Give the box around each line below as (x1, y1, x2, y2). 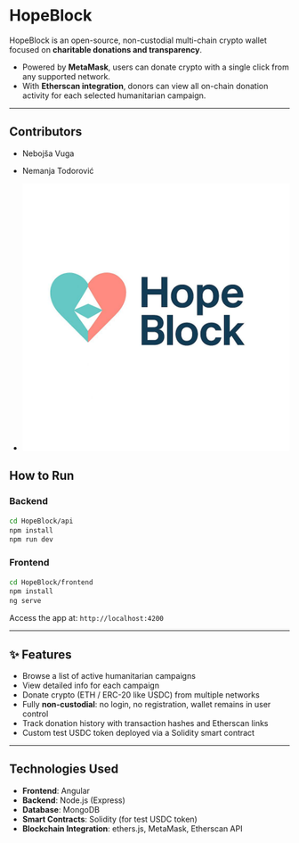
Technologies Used (9, 762, 118, 777)
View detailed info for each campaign (21, 680, 160, 690)
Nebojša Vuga (21, 148, 75, 159)
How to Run (9, 468, 75, 483)
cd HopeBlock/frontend (9, 577, 93, 587)
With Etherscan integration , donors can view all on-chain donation (21, 80, 269, 91)
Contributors (9, 124, 83, 139)
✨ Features (9, 647, 72, 662)
